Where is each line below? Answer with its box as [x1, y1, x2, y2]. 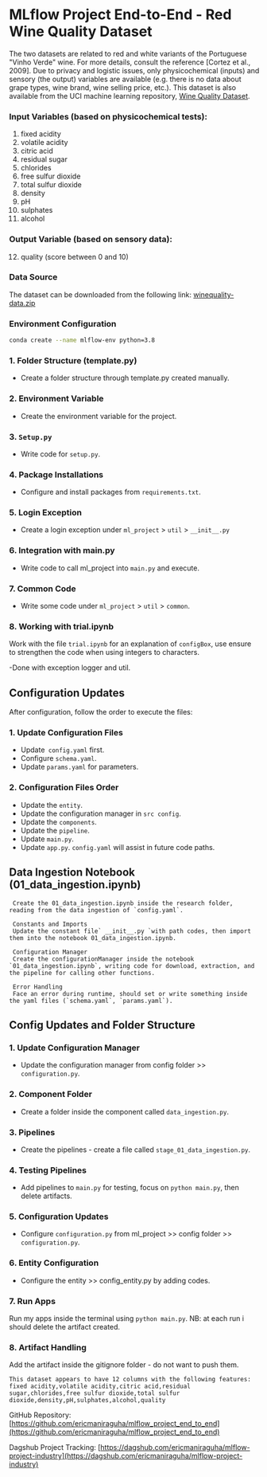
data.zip [9, 298, 36, 308]
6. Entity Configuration [9, 1257, 99, 1268]
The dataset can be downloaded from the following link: [9, 289, 192, 300]
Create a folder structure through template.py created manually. [20, 373, 230, 383]
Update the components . [20, 817, 98, 826]
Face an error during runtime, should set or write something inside [12, 989, 248, 997]
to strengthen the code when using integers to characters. [9, 648, 199, 657]
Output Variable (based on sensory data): [9, 233, 173, 245]
